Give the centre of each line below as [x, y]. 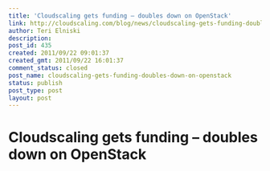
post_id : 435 [30, 46]
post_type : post [35, 90]
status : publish [35, 83]
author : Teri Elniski [45, 31]
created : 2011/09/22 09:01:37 [59, 53]
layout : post [30, 98]
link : [17, 23]
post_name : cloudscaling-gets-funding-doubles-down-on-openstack [120, 75]
